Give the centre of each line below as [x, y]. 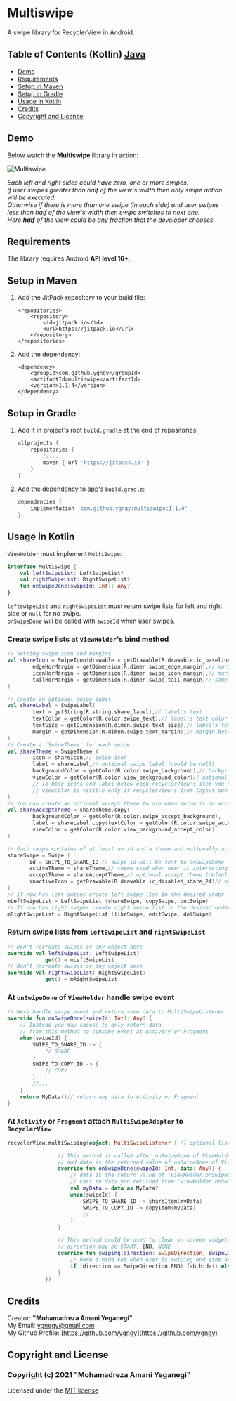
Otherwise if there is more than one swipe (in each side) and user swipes [113, 204]
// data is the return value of [117, 1175]
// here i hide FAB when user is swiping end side [145, 1259]
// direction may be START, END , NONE [114, 1247]
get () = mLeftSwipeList [79, 960]
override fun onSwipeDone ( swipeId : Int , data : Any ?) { [139, 1169]
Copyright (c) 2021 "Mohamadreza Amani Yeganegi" [99, 1375]
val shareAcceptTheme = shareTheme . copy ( [69, 810]
